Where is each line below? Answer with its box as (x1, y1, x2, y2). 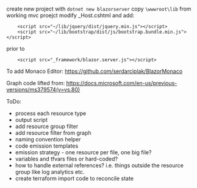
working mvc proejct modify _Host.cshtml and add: (6, 12, 135, 19)
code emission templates (15, 142, 79, 149)
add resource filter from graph (15, 129, 91, 137)
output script (15, 116, 48, 123)
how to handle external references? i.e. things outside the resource (15, 162, 184, 169)
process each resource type (15, 110, 87, 117)
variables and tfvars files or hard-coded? (15, 156, 118, 162)
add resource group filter (15, 122, 78, 130)
